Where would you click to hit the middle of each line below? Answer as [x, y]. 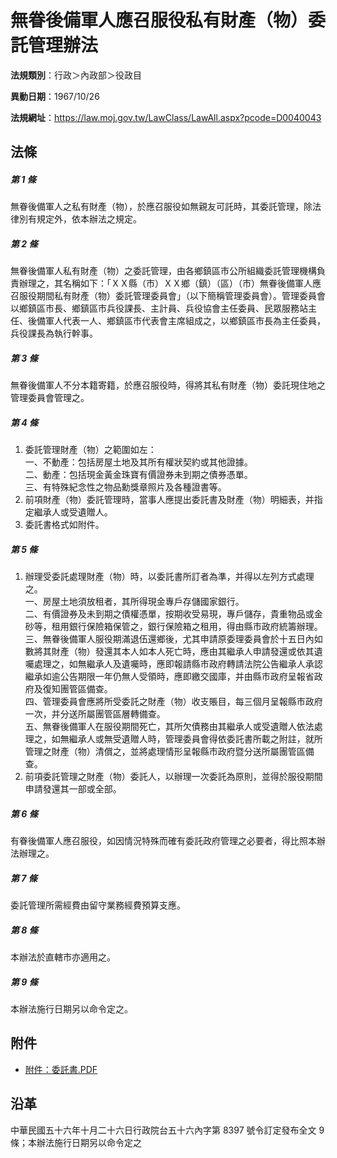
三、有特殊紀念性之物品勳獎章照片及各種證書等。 [125, 487]
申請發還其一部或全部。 [73, 789]
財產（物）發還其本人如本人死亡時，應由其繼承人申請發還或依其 [183, 652]
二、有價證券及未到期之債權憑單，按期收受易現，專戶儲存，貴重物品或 [169, 614]
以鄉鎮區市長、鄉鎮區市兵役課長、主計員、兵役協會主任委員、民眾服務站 [159, 308]
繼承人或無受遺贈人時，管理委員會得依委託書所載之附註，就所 [195, 739]
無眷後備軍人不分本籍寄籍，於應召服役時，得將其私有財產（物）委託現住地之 [168, 385]
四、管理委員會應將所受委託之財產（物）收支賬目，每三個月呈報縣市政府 [173, 702]
